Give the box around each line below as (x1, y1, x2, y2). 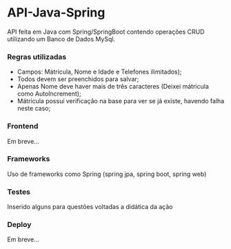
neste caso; (17, 105, 51, 113)
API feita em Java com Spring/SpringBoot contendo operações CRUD (7, 28, 205, 36)
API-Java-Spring (7, 5, 106, 21)
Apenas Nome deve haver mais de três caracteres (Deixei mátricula (17, 83, 209, 91)
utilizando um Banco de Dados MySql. (7, 34, 116, 43)
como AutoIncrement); (17, 89, 81, 98)
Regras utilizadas (7, 52, 67, 61)
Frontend (7, 122, 39, 131)
